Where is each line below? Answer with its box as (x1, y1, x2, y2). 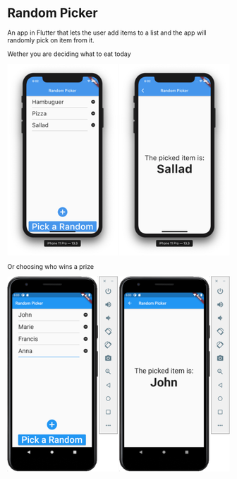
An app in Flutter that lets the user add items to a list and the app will (7, 28, 207, 37)
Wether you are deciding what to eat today (7, 50, 132, 58)
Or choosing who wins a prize (7, 262, 94, 271)
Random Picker (7, 5, 98, 21)
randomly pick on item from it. (7, 35, 95, 44)
